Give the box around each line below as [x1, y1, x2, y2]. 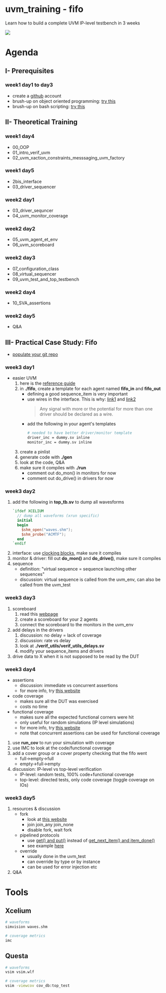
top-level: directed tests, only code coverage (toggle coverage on [19, 776, 155, 783]
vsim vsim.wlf [5, 970, 35, 975]
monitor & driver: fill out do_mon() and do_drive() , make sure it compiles [12, 556, 162, 562]
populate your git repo [12, 351, 58, 357]
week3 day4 [5, 666, 36, 673]
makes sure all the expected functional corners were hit [19, 714, 134, 720]
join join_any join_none [27, 822, 74, 828]
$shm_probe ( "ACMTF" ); [21, 532, 66, 537]
